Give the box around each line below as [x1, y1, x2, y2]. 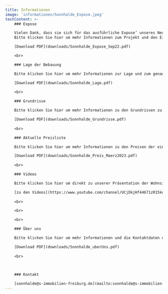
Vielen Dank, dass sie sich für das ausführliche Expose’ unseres [14, 31, 155, 36]
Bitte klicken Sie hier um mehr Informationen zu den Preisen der [14, 144, 155, 150]
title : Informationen [5, 7, 50, 13]
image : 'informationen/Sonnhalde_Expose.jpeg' [5, 12, 104, 17]
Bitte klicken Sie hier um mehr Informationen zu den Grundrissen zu [14, 108, 162, 113]
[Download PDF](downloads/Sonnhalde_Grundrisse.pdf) [14, 117, 126, 122]
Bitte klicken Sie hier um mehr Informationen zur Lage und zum [14, 71, 151, 76]
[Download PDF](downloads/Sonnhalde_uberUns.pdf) [14, 244, 120, 249]
